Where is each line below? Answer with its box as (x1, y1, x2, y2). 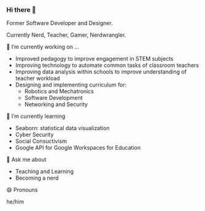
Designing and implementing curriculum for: (15, 81, 127, 88)
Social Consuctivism (15, 137, 68, 145)
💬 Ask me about (6, 156, 47, 163)
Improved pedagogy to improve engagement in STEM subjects (15, 55, 174, 63)
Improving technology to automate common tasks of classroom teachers (15, 61, 199, 69)
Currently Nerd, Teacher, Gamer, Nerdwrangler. (6, 31, 126, 39)
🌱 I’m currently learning (6, 113, 66, 120)
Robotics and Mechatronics (24, 88, 94, 95)
